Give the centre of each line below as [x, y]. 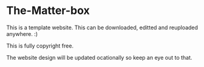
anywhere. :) [22, 33]
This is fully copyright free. [40, 46]
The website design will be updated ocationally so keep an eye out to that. [100, 57]
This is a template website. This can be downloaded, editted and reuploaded [102, 27]
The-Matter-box [48, 11]
